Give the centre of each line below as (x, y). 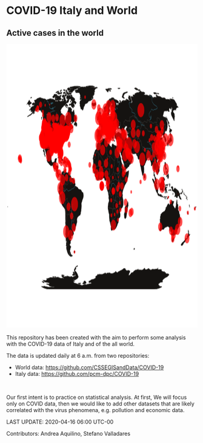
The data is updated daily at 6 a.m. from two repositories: (78, 356)
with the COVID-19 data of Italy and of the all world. (71, 344)
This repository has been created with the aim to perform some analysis (96, 337)
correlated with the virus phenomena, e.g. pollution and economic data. (95, 410)
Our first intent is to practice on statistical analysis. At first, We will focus (97, 397)
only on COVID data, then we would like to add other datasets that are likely (101, 404)
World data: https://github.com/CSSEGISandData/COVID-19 (89, 367)
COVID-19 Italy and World (72, 11)
